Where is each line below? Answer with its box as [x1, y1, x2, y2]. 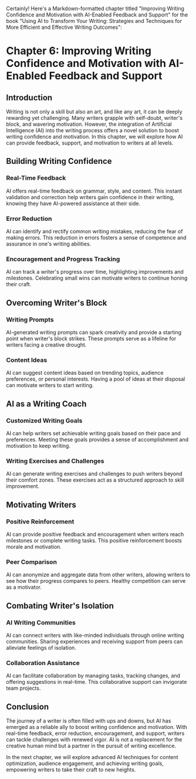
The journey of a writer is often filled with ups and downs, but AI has [6, 717, 171, 724]
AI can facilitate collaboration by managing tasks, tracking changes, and [6, 672, 181, 679]
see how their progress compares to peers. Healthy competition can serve [6, 577, 186, 585]
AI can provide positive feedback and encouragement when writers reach [6, 530, 184, 538]
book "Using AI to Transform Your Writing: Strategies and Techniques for [6, 18, 182, 24]
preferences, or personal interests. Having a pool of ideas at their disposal [6, 375, 185, 382]
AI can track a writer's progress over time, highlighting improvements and [6, 268, 184, 276]
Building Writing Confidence [6, 156, 113, 166]
